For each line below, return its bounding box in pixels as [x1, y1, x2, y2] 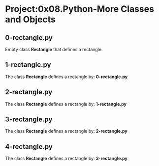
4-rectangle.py [5, 142, 53, 151]
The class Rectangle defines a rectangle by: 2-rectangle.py [5, 128, 128, 134]
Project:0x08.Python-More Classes [5, 3, 154, 15]
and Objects [5, 14, 56, 25]
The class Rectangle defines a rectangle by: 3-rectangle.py [5, 156, 128, 162]
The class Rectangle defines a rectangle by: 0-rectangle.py [5, 74, 128, 80]
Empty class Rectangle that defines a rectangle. [5, 47, 103, 52]
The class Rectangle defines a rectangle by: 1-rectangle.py [5, 101, 127, 107]
